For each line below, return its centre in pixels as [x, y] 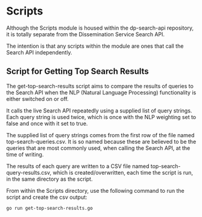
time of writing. [25, 154]
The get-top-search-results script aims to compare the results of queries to [100, 86]
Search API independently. [39, 52]
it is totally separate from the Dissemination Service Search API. [85, 34]
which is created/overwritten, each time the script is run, [123, 172]
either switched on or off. [38, 99]
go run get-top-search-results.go [50, 208]
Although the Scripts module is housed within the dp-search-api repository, [100, 28]
